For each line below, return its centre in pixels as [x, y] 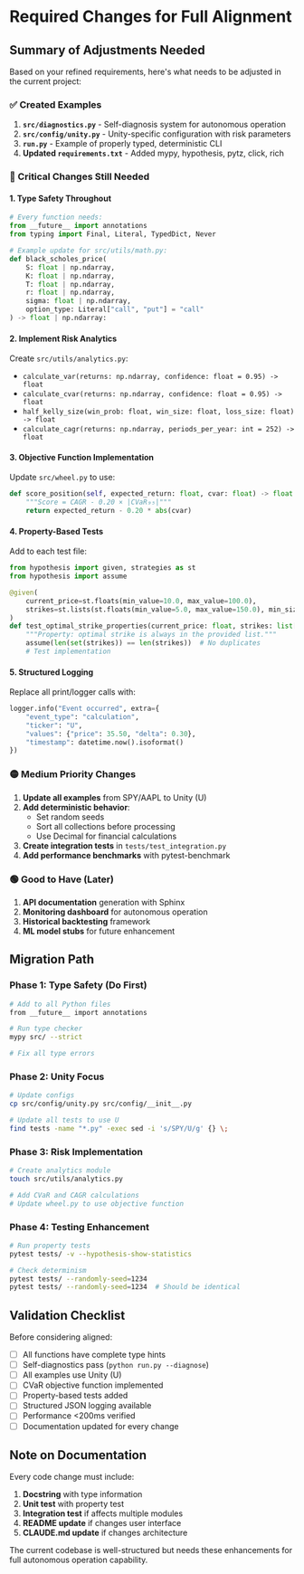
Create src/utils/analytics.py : [69, 358]
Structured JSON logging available [87, 1406]
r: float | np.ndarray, [71, 293]
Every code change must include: [72, 1477]
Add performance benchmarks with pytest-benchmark [126, 855]
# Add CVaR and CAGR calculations [75, 1195]
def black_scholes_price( [58, 259]
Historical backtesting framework [86, 921]
